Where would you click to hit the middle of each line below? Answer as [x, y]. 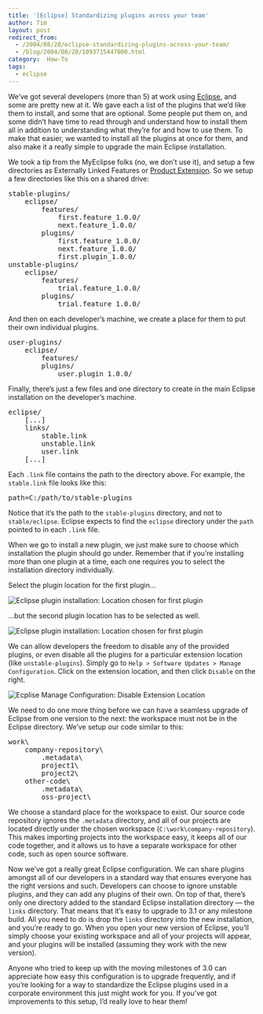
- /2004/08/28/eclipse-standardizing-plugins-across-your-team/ [122, 45]
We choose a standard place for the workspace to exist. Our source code [126, 812]
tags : [17, 67]
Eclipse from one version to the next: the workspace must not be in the [123, 718]
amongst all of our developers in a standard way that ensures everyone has [130, 877]
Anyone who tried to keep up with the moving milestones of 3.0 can [117, 968]
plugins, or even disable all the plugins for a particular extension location [126, 654]
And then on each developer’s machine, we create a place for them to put [127, 319]
